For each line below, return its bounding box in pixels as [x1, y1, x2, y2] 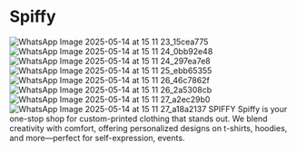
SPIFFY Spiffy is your [208, 103, 288, 114]
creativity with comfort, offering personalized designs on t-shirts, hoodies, [9, 122, 288, 133]
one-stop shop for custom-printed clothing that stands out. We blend [9, 113, 268, 124]
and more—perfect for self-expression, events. [9, 132, 185, 143]
